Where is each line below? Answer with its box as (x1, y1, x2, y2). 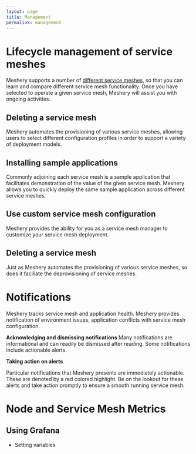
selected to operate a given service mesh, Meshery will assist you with (6, 89, 177, 96)
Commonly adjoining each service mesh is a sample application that (6, 173, 171, 180)
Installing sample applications (6, 158, 119, 168)
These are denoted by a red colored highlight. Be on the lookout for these (6, 375, 184, 382)
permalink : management (6, 19, 62, 25)
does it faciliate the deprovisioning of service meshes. (6, 270, 137, 277)
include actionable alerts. (6, 346, 67, 353)
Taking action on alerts (6, 358, 63, 365)
